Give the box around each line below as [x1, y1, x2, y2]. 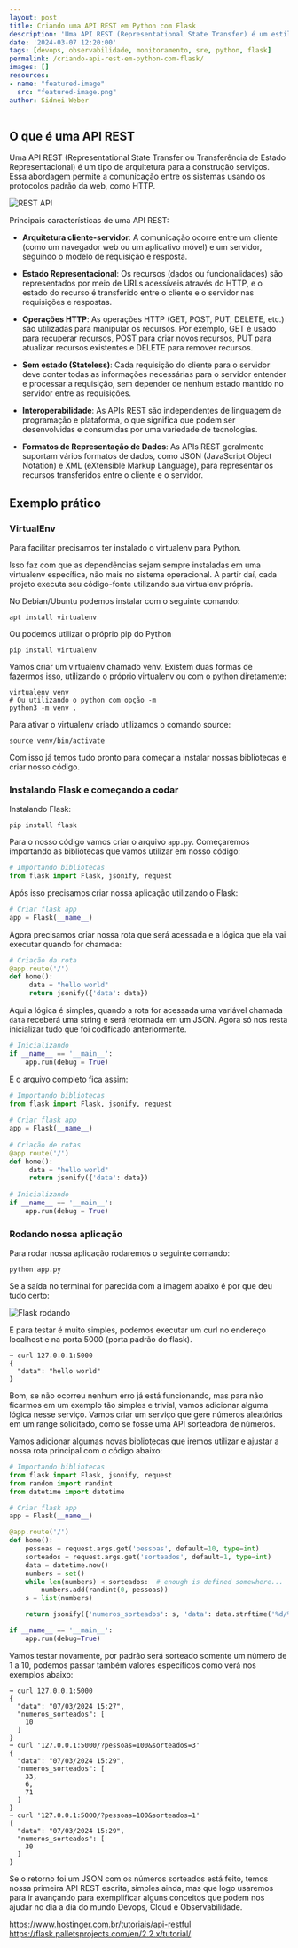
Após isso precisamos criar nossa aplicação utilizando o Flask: [9, 887, 239, 898]
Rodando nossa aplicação [9, 1228, 122, 1240]
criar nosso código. [9, 761, 81, 772]
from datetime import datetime [9, 1487, 125, 1496]
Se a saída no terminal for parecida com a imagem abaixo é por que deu [9, 1281, 273, 1292]
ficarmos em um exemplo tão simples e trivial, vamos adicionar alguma [9, 1400, 269, 1411]
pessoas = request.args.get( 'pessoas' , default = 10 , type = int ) [25, 1544, 260, 1553]
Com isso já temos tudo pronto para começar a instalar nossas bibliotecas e [9, 752, 286, 762]
